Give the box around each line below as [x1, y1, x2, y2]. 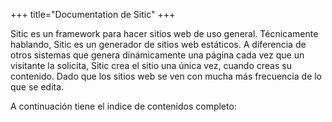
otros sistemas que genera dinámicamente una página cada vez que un [10, 49, 305, 61]
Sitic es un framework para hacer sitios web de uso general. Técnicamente [10, 28, 319, 39]
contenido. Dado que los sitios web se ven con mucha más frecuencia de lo [10, 70, 323, 82]
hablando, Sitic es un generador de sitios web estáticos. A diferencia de [10, 39, 307, 50]
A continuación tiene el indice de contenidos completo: [10, 100, 237, 112]
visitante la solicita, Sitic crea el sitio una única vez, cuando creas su [10, 60, 292, 71]
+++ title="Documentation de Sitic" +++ [10, 9, 176, 20]
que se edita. [10, 81, 65, 93]
